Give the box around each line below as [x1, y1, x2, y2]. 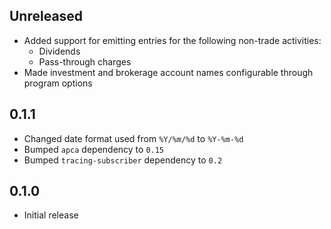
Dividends [38, 45, 81, 57]
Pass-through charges [38, 55, 132, 68]
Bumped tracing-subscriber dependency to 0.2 [23, 154, 223, 166]
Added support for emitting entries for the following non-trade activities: [23, 34, 322, 46]
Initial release [23, 209, 79, 221]
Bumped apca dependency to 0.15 [23, 143, 165, 155]
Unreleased [9, 8, 84, 25]
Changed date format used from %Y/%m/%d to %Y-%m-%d [23, 132, 244, 144]
